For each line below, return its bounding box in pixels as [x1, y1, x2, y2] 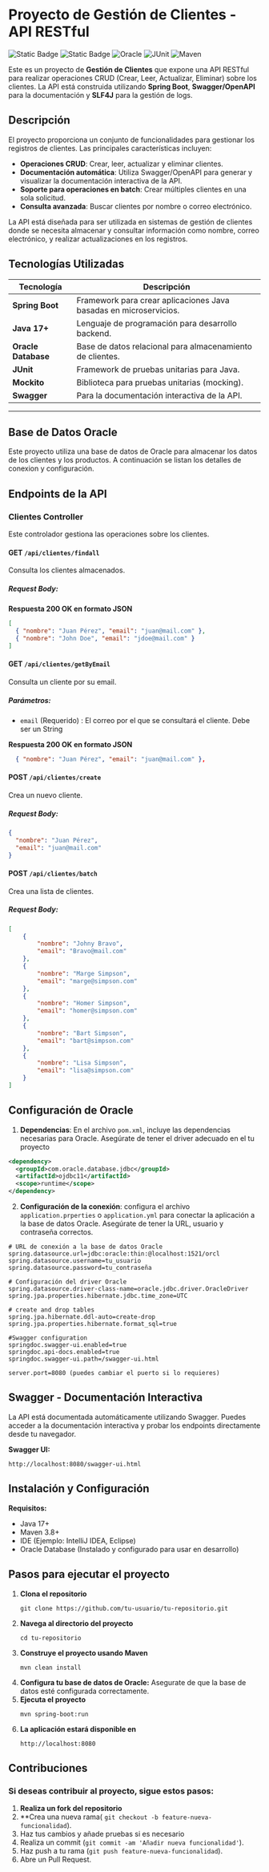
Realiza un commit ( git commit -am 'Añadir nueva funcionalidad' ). [19, 1838, 244, 1847]
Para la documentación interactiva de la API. [76, 390, 243, 401]
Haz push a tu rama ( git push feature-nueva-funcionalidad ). [19, 1846, 223, 1856]
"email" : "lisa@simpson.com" [37, 1066, 134, 1075]
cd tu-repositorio [19, 1634, 82, 1642]
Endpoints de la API [8, 487, 107, 500]
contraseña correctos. [19, 1227, 94, 1237]
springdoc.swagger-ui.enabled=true [8, 1341, 127, 1349]
